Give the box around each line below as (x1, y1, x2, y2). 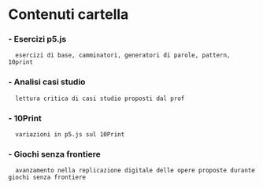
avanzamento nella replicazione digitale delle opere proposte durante (15, 167, 256, 175)
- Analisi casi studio (8, 76, 86, 87)
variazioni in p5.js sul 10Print (15, 131, 125, 139)
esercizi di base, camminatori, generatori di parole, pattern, (15, 51, 231, 60)
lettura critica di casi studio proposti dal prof (15, 94, 185, 102)
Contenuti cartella (8, 6, 129, 24)
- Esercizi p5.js (8, 34, 67, 45)
